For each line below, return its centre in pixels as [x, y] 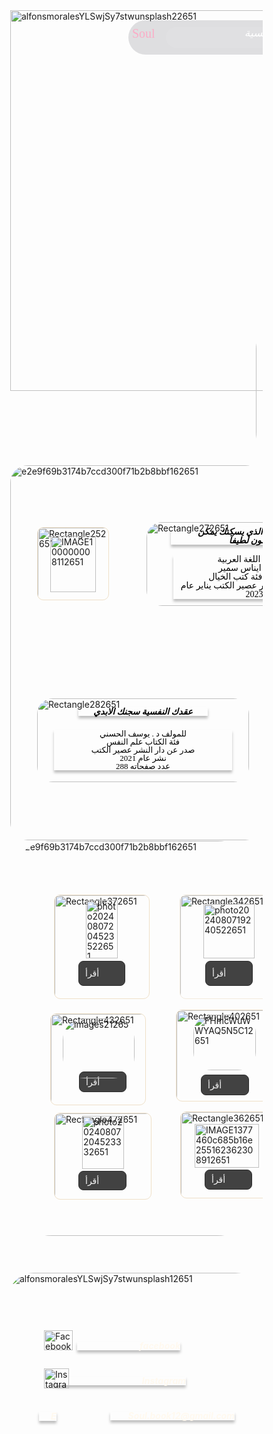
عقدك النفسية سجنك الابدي [143, 711]
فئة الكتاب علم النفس [143, 742]
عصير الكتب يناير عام [219, 585]
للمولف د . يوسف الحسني [143, 734]
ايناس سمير [239, 568]
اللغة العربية [239, 559]
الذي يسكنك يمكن [230, 531]
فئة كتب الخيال [235, 577]
